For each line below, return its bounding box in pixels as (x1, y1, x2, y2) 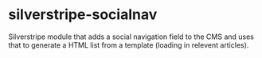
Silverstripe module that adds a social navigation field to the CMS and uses (8, 32, 255, 41)
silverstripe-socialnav (8, 6, 158, 24)
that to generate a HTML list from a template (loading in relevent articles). (8, 40, 249, 49)
